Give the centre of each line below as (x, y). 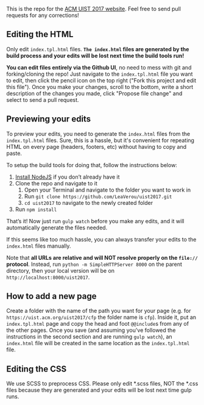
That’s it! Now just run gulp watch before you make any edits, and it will (95, 221)
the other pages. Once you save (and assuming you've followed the (91, 330)
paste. (14, 153)
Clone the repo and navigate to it (56, 183)
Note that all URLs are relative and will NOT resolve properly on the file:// (102, 257)
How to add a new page (51, 296)
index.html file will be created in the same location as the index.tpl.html (98, 343)
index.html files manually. (39, 246)
